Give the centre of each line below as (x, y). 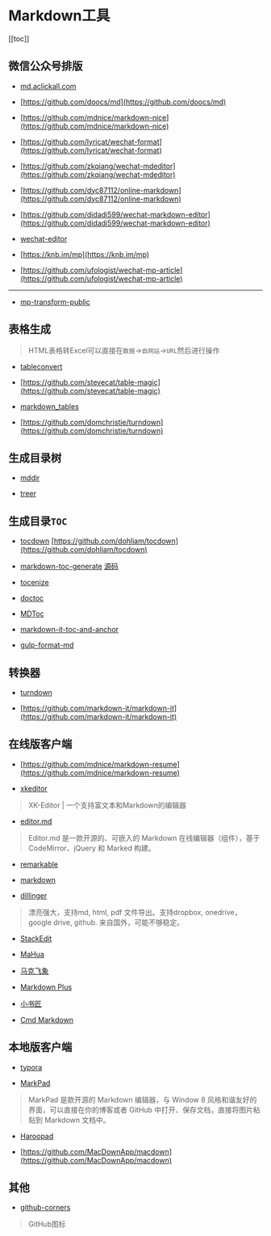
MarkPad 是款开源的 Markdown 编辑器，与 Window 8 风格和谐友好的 (142, 1099)
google (40, 922)
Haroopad (37, 1136)
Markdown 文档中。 (77, 1120)
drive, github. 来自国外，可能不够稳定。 (119, 922)
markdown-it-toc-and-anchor (69, 630)
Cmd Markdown (47, 1019)
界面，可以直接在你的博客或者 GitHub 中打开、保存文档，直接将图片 (141, 1109)
